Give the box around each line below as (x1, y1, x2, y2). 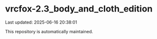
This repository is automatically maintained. (5, 28, 93, 34)
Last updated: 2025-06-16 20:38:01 (5, 19, 78, 25)
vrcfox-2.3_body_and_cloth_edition (5, 3, 153, 14)
